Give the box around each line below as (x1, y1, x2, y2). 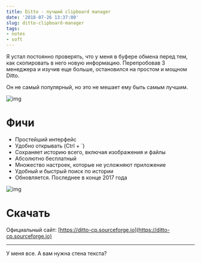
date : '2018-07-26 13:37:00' (6, 14, 79, 20)
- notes (6, 31, 26, 37)
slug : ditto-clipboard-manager (6, 20, 84, 26)
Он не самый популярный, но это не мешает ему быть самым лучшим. (6, 84, 188, 90)
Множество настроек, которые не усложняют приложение (14, 161, 166, 168)
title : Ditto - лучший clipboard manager (6, 8, 111, 15)
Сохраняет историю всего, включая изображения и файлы (14, 148, 166, 155)
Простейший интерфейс (14, 136, 77, 143)
